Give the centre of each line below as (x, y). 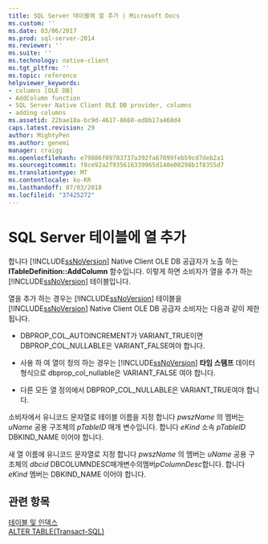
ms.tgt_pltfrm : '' (39, 68)
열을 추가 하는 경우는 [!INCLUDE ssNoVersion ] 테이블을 (95, 298)
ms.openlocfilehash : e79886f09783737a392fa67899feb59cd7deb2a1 (116, 157)
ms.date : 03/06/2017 (43, 31)
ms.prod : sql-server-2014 (51, 38)
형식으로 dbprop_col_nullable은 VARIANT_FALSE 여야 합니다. (118, 372)
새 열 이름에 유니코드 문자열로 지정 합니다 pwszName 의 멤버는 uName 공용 (128, 454)
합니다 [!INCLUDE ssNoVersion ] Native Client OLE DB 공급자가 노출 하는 (124, 261)
